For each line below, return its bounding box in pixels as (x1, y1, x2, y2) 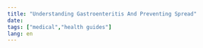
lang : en (7, 30, 33, 37)
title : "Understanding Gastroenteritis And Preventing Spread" (7, 10, 197, 18)
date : (7, 17, 23, 24)
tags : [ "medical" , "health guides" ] (7, 23, 112, 30)
